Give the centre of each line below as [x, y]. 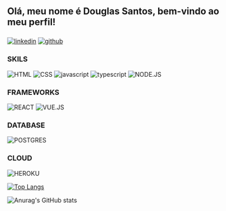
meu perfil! [32, 22]
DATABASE [26, 125]
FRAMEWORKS [33, 92]
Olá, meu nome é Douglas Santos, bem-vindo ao [113, 11]
